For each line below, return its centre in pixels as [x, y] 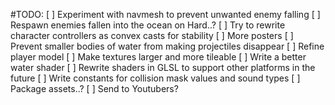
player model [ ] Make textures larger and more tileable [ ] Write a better [158, 57]
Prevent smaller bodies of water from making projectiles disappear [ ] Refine [167, 46]
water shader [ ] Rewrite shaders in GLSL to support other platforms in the [163, 67]
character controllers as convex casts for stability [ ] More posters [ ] [152, 35]
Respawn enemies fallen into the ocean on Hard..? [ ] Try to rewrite [148, 25]
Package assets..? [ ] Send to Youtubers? [94, 88]
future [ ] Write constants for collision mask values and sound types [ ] [155, 78]
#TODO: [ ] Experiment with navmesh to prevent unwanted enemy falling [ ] [165, 14]
